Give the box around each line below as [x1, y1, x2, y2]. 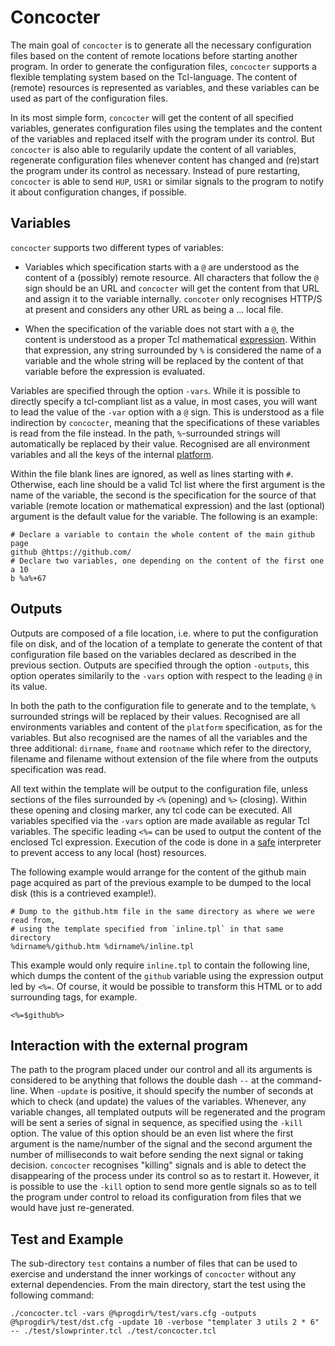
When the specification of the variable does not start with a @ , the [24, 322, 295, 335]
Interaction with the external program [10, 1037, 248, 1054]
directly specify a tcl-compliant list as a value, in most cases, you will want [10, 395, 318, 407]
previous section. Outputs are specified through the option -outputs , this [10, 659, 310, 671]
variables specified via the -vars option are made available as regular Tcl [10, 814, 310, 826]
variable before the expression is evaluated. [24, 365, 206, 377]
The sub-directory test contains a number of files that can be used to [10, 1257, 298, 1270]
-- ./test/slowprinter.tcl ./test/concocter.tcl [10, 1326, 217, 1336]
